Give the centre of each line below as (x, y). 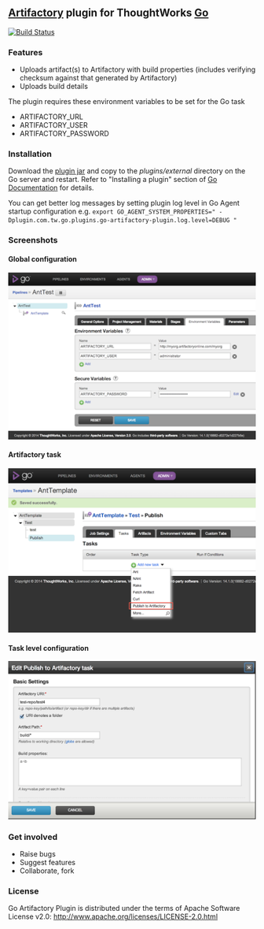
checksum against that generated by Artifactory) (98, 78)
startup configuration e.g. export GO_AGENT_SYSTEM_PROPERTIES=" (112, 211)
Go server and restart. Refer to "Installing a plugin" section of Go (113, 180)
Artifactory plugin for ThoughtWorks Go (108, 13)
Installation (30, 154)
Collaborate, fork (47, 871)
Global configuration (42, 258)
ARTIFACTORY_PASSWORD (64, 134)
